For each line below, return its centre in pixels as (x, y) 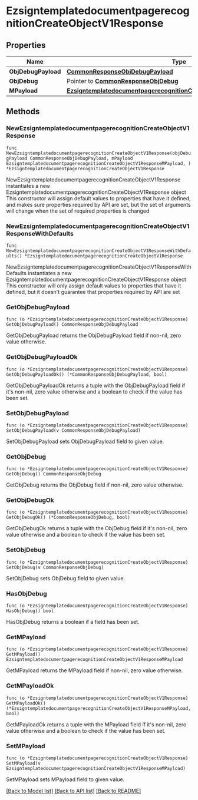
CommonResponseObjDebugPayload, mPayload (81, 158)
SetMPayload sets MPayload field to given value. (65, 779)
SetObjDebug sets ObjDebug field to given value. (66, 578)
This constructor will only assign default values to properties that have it (94, 285)
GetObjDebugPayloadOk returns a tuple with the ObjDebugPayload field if (96, 385)
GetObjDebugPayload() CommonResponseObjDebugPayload (72, 325)
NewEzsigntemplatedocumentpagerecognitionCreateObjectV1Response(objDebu (99, 153)
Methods (23, 112)
